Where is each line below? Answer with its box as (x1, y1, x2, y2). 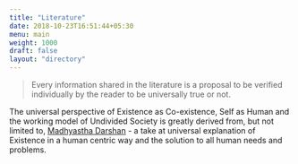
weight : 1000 (9, 38, 58, 47)
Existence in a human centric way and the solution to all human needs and (9, 135, 283, 145)
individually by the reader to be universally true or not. (30, 89, 231, 99)
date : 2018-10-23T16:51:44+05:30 (9, 22, 134, 30)
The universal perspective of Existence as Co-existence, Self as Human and (9, 107, 290, 117)
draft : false (9, 47, 58, 56)
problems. (9, 144, 47, 155)
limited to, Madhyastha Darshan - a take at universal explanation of (9, 125, 256, 135)
